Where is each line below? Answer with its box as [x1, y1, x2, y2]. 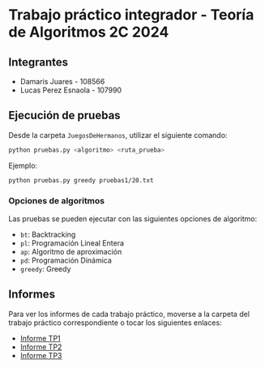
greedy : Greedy [19, 263, 71, 273]
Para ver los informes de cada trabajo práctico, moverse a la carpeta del [8, 309, 250, 319]
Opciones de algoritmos [8, 195, 105, 207]
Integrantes [8, 55, 69, 69]
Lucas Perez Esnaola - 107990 [19, 85, 122, 95]
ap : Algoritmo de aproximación [19, 246, 122, 256]
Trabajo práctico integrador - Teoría [8, 6, 254, 24]
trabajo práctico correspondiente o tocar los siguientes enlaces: [8, 318, 222, 327]
